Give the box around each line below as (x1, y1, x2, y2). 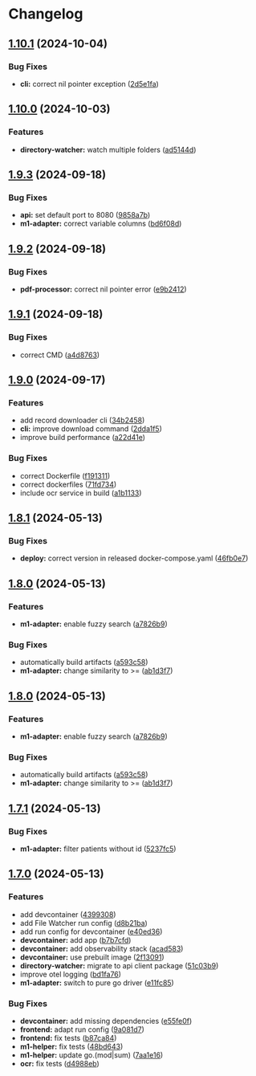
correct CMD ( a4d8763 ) (19, 350, 100, 360)
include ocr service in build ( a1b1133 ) (19, 487, 142, 498)
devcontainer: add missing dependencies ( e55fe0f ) (19, 1016, 193, 1025)
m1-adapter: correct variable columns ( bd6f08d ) (19, 218, 182, 229)
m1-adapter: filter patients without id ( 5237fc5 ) (19, 844, 177, 854)
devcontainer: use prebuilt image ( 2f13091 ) (19, 952, 165, 962)
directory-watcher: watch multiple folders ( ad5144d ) (19, 145, 197, 154)
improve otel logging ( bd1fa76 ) (19, 969, 122, 979)
